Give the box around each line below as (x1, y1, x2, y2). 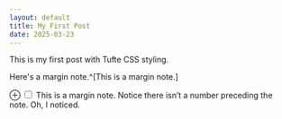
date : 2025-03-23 (9, 30, 75, 38)
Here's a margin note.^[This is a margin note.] (9, 72, 178, 82)
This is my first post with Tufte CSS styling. (9, 55, 169, 65)
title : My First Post (9, 21, 91, 30)
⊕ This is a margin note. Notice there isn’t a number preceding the (9, 90, 273, 101)
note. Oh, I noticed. (9, 99, 81, 110)
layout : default (9, 13, 70, 22)
